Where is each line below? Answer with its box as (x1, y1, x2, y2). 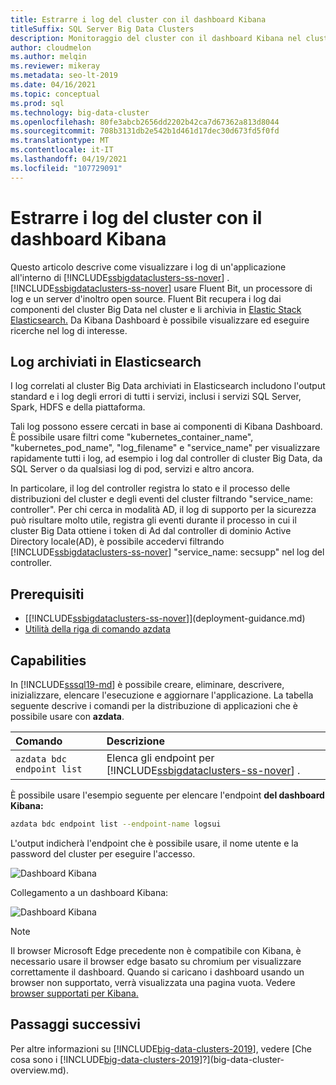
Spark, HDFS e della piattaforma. (10, 401, 146, 413)
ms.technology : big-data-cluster (10, 107, 150, 118)
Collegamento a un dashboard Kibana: (10, 886, 169, 898)
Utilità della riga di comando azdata (24, 623, 171, 635)
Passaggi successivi (10, 1016, 142, 1033)
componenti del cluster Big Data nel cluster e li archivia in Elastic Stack (10, 303, 302, 315)
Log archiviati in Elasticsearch (10, 353, 202, 370)
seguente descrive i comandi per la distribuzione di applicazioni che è (10, 700, 298, 711)
